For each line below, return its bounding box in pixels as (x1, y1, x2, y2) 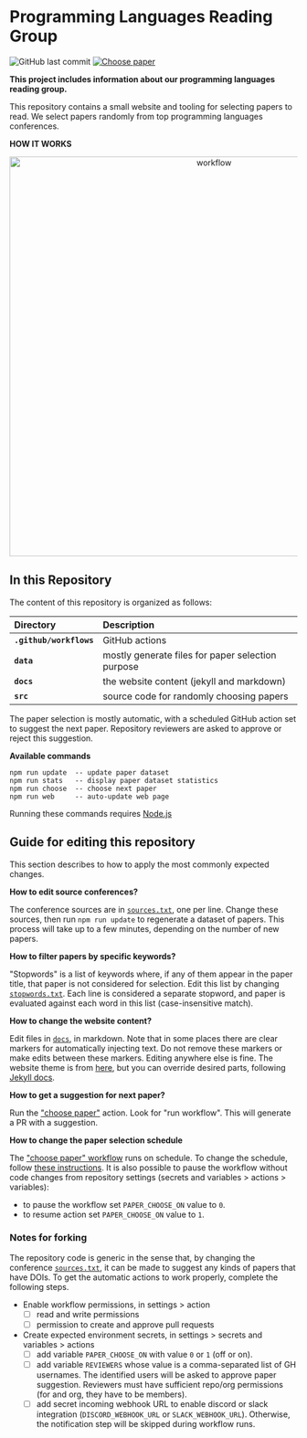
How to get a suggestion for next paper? (9, 1089, 166, 1100)
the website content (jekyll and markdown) (102, 674, 286, 687)
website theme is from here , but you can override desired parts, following (9, 1062, 286, 1073)
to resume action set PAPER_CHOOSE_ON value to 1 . (22, 1209, 206, 1220)
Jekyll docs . (9, 1072, 55, 1083)
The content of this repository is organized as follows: (9, 597, 213, 608)
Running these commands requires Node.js (9, 808, 172, 819)
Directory (14, 619, 57, 631)
